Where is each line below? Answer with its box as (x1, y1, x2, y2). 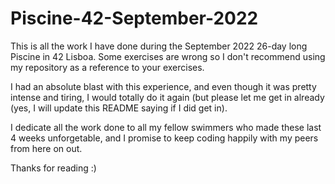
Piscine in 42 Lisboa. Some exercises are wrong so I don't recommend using (10, 50, 326, 62)
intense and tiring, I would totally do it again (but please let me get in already (10, 91, 325, 103)
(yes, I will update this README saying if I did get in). (10, 102, 228, 114)
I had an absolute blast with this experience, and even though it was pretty (10, 80, 317, 92)
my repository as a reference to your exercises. (10, 61, 205, 73)
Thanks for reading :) (10, 162, 97, 174)
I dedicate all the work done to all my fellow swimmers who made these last (10, 121, 322, 133)
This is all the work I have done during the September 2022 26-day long (10, 40, 308, 52)
